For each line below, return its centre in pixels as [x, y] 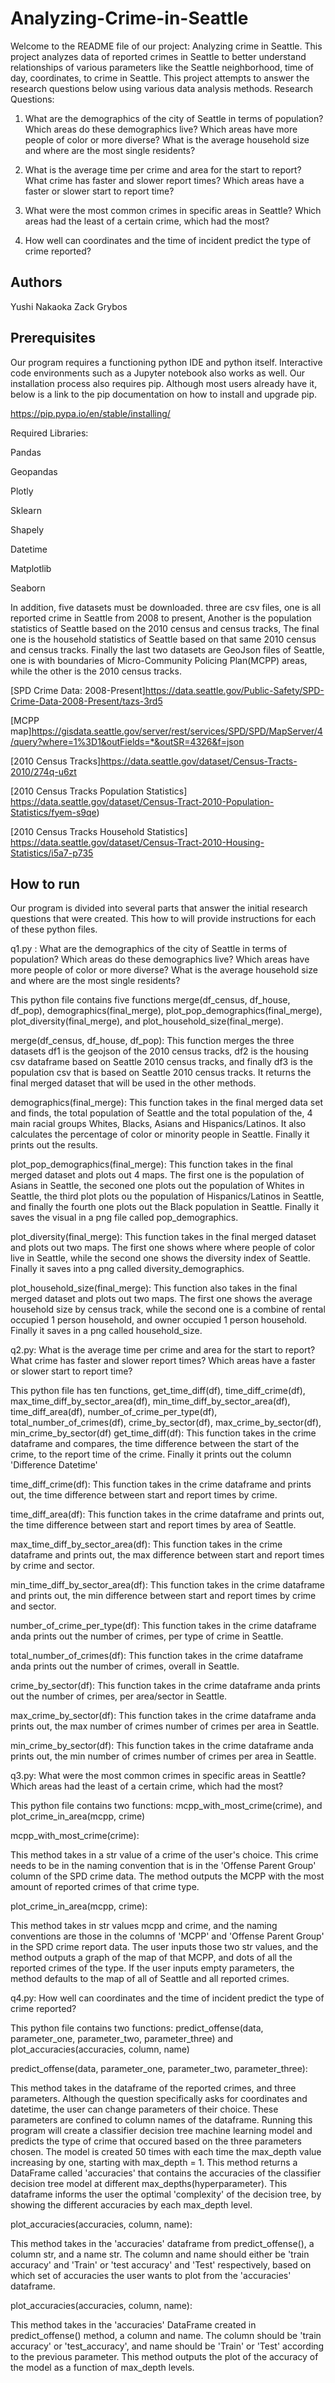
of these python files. [54, 929]
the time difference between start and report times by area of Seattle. [153, 1525]
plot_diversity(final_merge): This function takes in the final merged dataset [163, 1237]
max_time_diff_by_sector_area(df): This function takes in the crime [146, 1544]
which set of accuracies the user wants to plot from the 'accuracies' [151, 2276]
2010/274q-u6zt [43, 771]
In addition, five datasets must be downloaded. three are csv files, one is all [166, 607]
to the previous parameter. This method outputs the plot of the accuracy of [164, 2357]
